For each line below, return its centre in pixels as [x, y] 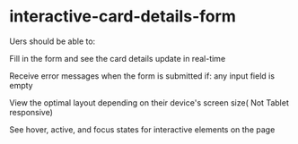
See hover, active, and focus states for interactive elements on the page [142, 129]
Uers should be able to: [53, 41]
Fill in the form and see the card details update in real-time [118, 58]
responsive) [31, 112]
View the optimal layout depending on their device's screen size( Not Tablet [149, 102]
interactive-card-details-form [123, 17]
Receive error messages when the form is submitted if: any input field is [142, 76]
